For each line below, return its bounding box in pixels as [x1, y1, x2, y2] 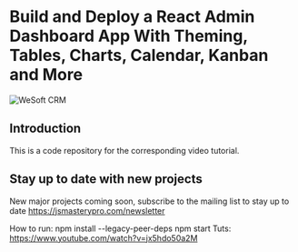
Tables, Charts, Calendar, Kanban [9, 45, 269, 66]
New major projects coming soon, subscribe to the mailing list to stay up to [9, 196, 290, 207]
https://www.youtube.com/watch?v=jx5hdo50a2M [9, 232, 198, 243]
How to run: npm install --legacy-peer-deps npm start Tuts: [9, 223, 232, 234]
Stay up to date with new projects [9, 171, 203, 187]
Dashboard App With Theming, [9, 25, 248, 46]
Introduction [9, 121, 82, 136]
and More [9, 65, 84, 86]
